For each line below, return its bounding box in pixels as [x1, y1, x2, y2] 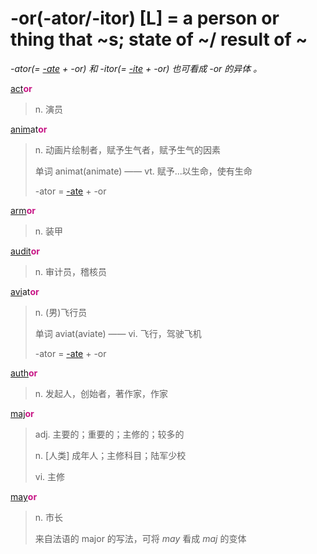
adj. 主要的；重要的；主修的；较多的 [34, 428, 185, 440]
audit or [10, 245, 40, 257]
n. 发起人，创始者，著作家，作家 [34, 387, 169, 399]
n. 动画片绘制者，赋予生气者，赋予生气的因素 [34, 143, 222, 156]
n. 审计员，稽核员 [34, 265, 108, 277]
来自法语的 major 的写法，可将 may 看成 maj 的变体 [34, 532, 247, 544]
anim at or [10, 123, 48, 135]
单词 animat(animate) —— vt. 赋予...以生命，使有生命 [34, 165, 253, 177]
